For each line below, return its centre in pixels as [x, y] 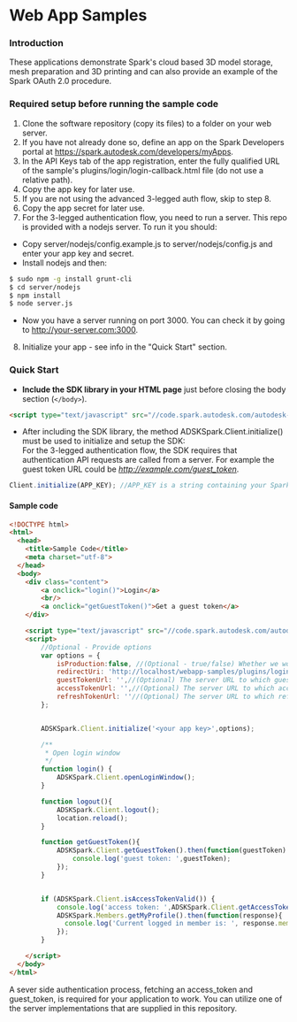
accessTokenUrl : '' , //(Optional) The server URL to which [165, 688]
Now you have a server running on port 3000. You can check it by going [153, 320]
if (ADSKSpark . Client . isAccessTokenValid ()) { [128, 899]
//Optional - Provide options [96, 647]
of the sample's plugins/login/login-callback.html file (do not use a [142, 170]
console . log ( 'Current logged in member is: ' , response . [171, 924]
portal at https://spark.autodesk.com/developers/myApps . [128, 151]
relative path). [47, 180]
